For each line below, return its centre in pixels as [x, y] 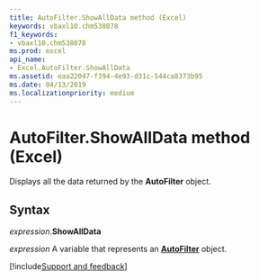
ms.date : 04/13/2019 [48, 85]
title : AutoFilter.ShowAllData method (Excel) [98, 18]
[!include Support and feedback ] [68, 266]
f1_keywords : [34, 34]
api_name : [28, 59]
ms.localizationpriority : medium [72, 93]
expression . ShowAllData [55, 231]
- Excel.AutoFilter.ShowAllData [70, 68]
